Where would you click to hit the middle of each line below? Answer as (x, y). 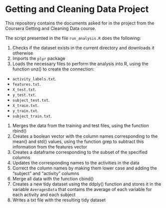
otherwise (23, 53)
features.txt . (26, 84)
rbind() (19, 130)
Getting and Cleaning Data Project (77, 9)
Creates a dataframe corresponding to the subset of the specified (80, 152)
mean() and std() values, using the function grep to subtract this (78, 141)
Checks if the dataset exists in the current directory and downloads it (83, 47)
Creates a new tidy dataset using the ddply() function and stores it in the (87, 184)
